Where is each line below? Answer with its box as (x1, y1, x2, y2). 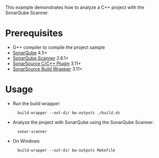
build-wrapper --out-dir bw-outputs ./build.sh (17, 110, 120, 115)
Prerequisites (5, 27, 63, 39)
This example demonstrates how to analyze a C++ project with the (5, 5, 145, 10)
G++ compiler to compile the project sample (12, 44, 105, 50)
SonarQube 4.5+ (12, 49, 48, 55)
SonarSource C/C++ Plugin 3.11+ (12, 60, 81, 67)
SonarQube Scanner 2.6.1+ (12, 55, 69, 61)
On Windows (12, 138, 40, 144)
